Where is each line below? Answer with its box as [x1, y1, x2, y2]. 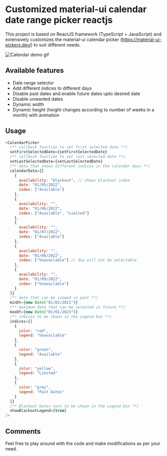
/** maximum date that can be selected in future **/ [10, 305, 126, 310]
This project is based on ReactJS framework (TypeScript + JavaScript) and [5, 31, 162, 37]
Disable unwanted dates [12, 96, 63, 102]
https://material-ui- [121, 36, 162, 43]
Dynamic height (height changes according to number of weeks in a [12, 106, 154, 112]
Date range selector [12, 79, 54, 86]
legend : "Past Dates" [18, 389, 65, 394]
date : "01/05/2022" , [18, 182, 62, 188]
